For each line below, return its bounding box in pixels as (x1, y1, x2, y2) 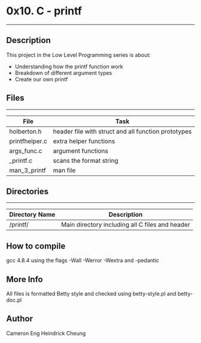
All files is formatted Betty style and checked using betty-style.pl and (6, 290, 176, 297)
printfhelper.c (9, 136, 48, 145)
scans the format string (53, 156, 118, 165)
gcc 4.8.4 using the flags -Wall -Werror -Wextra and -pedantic (6, 257, 160, 264)
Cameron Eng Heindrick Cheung (6, 329, 86, 336)
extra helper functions (53, 136, 115, 145)
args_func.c (9, 147, 42, 155)
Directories (6, 186, 49, 196)
